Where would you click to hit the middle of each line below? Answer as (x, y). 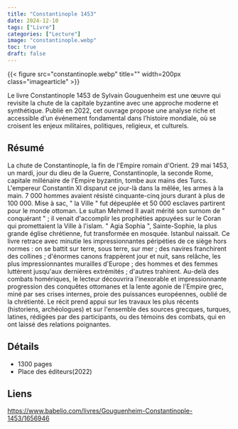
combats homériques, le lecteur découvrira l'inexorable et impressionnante (117, 279)
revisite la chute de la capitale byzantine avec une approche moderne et (113, 103)
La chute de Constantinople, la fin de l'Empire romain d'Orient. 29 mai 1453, (118, 165)
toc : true (22, 47)
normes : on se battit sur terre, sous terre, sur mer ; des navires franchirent (117, 248)
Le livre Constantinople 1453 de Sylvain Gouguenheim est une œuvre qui (114, 95)
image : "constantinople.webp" (52, 41)
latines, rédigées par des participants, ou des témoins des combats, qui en (117, 316)
